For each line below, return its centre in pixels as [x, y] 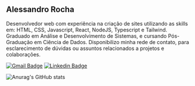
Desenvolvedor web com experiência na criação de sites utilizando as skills [97, 23]
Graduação [20, 42]
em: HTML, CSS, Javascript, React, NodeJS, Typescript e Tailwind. [87, 30]
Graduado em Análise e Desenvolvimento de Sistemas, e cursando [86, 36]
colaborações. [23, 54]
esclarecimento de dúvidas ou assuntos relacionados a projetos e [85, 48]
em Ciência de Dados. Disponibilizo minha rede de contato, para [112, 42]
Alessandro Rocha [40, 10]
